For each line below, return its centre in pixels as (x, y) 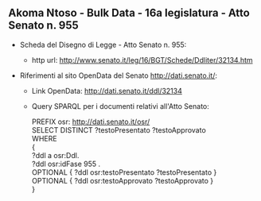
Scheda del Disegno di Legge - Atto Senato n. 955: (103, 44)
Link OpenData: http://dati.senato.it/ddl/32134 (107, 91)
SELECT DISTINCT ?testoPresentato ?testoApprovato (119, 129)
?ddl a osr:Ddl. (55, 155)
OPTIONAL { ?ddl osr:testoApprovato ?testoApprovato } (123, 180)
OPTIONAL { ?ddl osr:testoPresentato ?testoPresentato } (124, 172)
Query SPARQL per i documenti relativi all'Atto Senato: (120, 106)
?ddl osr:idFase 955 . (66, 164)
